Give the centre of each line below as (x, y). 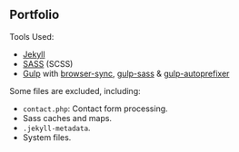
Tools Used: (32, 36)
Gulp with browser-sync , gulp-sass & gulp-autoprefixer (126, 73)
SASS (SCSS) (48, 63)
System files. (47, 137)
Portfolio (35, 15)
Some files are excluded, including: (75, 90)
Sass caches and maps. (67, 118)
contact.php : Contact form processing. (95, 109)
